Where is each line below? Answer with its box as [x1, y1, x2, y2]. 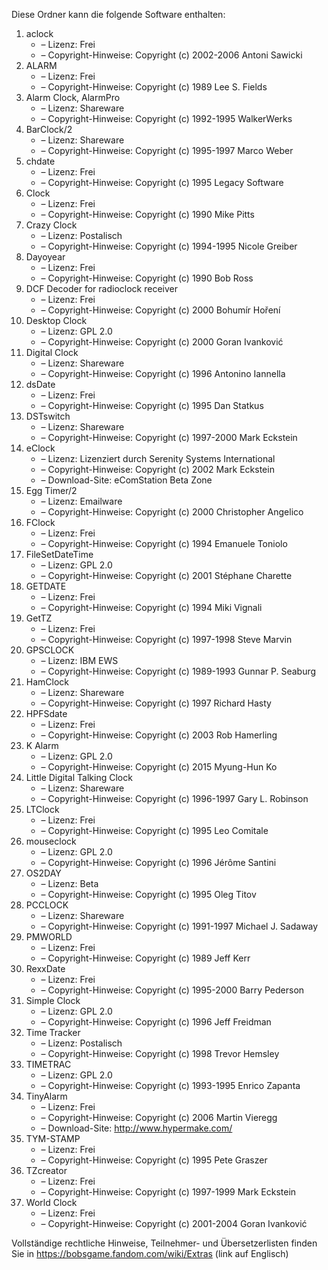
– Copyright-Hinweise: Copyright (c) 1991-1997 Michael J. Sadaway [40, 920, 319, 932]
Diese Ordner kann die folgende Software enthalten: [11, 9, 226, 20]
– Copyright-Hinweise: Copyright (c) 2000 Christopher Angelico [40, 506, 304, 518]
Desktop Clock [25, 315, 88, 326]
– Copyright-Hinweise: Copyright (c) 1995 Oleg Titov [40, 889, 257, 900]
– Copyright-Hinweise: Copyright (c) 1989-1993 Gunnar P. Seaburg [40, 665, 317, 677]
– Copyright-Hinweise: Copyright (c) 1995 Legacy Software [40, 177, 284, 188]
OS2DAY [25, 867, 62, 879]
